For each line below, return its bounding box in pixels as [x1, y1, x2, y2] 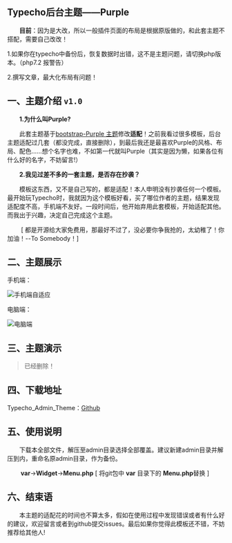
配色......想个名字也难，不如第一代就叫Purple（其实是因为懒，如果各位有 [19, 147, 224, 155]
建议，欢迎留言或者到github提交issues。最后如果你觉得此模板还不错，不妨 [12, 519, 225, 528]
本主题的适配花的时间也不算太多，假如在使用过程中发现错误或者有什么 [19, 510, 219, 519]
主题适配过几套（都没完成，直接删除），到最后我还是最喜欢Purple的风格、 [7, 138, 216, 147]
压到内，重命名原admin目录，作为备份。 [7, 454, 122, 462]
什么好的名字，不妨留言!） [7, 155, 82, 164]
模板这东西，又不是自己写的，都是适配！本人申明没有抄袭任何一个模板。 [19, 185, 225, 193]
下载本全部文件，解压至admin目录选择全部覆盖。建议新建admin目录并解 [19, 445, 224, 454]
